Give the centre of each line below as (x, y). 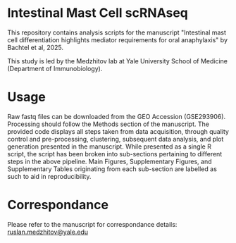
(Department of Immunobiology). (55, 68)
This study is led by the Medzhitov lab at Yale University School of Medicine (117, 61)
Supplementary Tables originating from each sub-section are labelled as (112, 169)
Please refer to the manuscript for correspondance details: (92, 224)
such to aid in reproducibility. (49, 176)
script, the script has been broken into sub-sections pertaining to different (115, 154)
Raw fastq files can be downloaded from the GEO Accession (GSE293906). (117, 116)
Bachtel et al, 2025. (36, 47)
